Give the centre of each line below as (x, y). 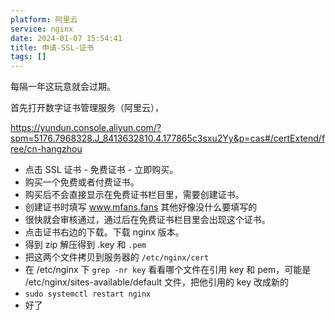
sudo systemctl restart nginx (88, 294)
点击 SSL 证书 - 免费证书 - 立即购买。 (101, 170)
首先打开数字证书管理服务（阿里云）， (87, 108)
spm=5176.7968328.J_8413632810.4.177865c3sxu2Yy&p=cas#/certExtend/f (168, 138)
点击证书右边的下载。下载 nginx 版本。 (104, 232)
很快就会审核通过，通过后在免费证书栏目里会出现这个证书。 (147, 220)
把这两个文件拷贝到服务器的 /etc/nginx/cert (117, 257)
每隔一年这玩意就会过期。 (63, 87)
